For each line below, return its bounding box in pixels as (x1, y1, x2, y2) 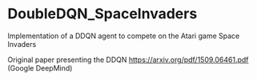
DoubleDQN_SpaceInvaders (7, 5, 198, 23)
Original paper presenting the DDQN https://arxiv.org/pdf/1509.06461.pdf (7, 55, 249, 64)
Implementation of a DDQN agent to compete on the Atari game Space (7, 31, 240, 40)
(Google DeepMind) (7, 63, 73, 72)
